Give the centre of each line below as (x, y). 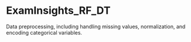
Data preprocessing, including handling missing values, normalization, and (96, 26)
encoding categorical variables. (44, 32)
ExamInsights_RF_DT (58, 11)
